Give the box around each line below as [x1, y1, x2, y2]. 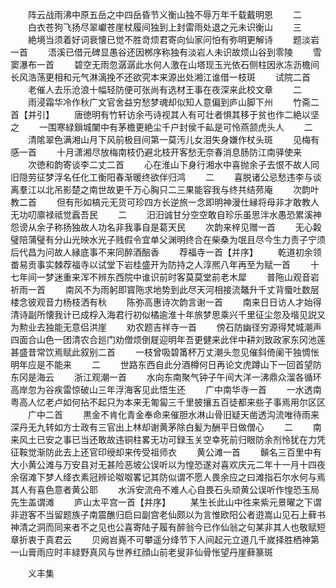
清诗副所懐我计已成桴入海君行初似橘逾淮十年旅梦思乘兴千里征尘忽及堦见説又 [10, 309, 326, 320]
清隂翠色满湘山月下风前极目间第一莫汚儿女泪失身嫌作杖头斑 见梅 [27, 134, 311, 145]
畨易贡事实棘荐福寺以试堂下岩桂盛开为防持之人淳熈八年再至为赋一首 [10, 259, 291, 270]
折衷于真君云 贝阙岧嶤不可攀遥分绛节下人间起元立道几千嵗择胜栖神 [18, 534, 311, 545]
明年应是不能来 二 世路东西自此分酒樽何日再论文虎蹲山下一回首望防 [10, 359, 322, 370]
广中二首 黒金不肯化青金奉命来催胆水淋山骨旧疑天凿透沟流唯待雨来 [27, 409, 320, 420]
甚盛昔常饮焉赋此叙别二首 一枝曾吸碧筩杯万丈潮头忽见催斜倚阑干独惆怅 [10, 346, 320, 358]
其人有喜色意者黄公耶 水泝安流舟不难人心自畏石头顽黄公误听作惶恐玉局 [10, 484, 320, 495]
